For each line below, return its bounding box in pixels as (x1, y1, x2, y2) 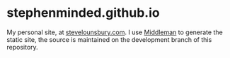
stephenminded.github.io (6, 5, 160, 21)
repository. (6, 43, 38, 51)
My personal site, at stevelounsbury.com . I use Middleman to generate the (6, 28, 224, 36)
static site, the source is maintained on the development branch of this (6, 35, 212, 43)
